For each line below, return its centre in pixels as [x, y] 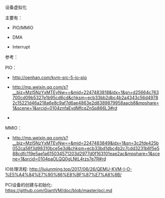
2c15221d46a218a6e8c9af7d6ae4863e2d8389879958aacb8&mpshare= [85, 103]
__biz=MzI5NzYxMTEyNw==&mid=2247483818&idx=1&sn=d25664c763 [85, 92]
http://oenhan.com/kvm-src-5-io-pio [49, 77]
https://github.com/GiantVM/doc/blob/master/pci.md [59, 190]
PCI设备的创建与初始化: [29, 185]
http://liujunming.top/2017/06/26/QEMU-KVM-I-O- [81, 169]
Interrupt [21, 47]
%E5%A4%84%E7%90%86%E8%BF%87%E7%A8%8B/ [63, 174]
